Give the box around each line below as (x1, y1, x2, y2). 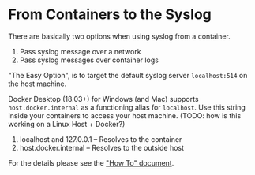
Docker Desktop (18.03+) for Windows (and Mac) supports (8, 94, 199, 103)
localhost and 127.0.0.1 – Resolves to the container (19, 134, 182, 143)
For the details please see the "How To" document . (8, 158, 174, 167)
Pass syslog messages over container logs (19, 55, 159, 65)
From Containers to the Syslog (8, 6, 212, 24)
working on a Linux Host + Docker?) (8, 119, 126, 128)
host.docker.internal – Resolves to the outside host (19, 143, 184, 152)
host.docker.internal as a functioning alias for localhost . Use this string (8, 102, 246, 112)
